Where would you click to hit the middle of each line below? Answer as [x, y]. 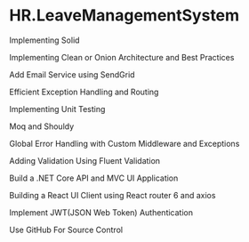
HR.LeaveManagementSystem [124, 16]
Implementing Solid [44, 40]
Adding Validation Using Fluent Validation [85, 160]
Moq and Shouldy [42, 126]
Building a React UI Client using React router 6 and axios [112, 195]
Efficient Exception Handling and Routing [84, 92]
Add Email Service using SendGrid [72, 74]
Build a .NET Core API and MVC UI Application [94, 178]
